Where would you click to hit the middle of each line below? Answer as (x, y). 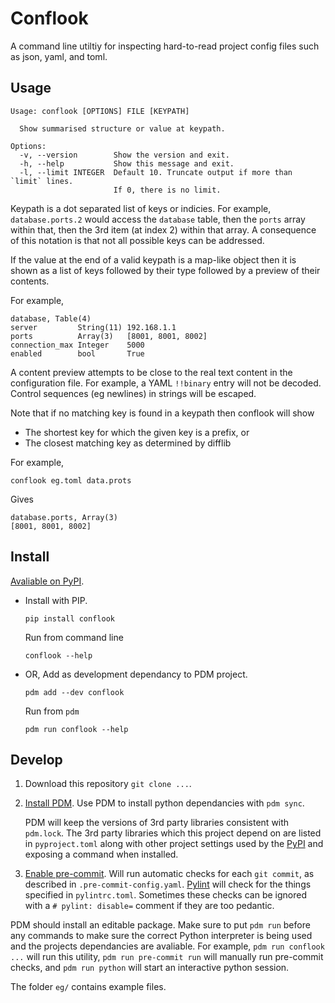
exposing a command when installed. (101, 854)
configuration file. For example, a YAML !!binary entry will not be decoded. (166, 383)
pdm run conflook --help (76, 729)
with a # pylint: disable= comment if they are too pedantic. (149, 906)
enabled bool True (77, 353)
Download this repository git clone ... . (108, 784)
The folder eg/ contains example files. (88, 987)
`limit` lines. (42, 181)
